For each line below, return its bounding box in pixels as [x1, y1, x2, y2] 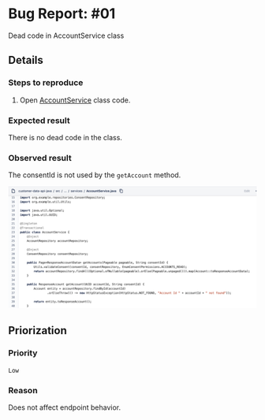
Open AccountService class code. [19, 95, 131, 105]
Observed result [8, 152, 73, 163]
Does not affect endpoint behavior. [8, 403, 121, 412]
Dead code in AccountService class [8, 31, 125, 40]
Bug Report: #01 [8, 5, 116, 23]
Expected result [8, 115, 70, 126]
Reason [8, 385, 38, 396]
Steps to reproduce [8, 77, 84, 88]
